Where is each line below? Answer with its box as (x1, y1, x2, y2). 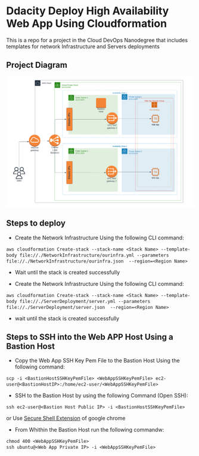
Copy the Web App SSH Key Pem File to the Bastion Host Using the (14, 357, 180, 364)
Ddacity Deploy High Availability (6, 4, 169, 18)
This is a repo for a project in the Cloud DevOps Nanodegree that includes (6, 36, 188, 43)
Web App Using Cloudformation (6, 17, 167, 30)
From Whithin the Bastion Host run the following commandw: (14, 426, 164, 433)
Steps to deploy (6, 218, 66, 229)
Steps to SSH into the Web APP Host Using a (6, 332, 174, 342)
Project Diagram (6, 60, 67, 70)
